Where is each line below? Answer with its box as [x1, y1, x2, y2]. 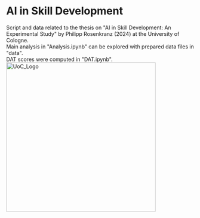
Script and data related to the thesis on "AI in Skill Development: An [6, 24, 171, 31]
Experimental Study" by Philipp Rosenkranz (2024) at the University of [6, 30, 180, 37]
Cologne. [6, 36, 29, 44]
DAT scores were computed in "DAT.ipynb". [6, 56, 113, 63]
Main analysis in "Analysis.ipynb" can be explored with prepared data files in [6, 43, 194, 50]
